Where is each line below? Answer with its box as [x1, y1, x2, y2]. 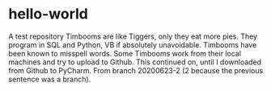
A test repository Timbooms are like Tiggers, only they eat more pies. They [8, 31, 257, 41]
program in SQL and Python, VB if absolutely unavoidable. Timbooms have [8, 39, 257, 49]
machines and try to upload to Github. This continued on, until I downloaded [8, 57, 261, 67]
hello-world [8, 5, 89, 23]
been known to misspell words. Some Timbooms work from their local [8, 48, 241, 58]
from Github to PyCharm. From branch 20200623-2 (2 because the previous [8, 65, 264, 75]
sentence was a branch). [8, 74, 91, 84]
